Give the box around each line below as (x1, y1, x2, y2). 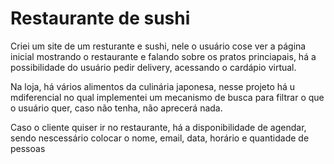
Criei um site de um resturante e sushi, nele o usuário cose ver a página (10, 40, 307, 52)
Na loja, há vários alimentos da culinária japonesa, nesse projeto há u (10, 80, 296, 92)
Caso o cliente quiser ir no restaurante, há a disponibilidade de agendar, (10, 121, 307, 133)
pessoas (10, 142, 46, 154)
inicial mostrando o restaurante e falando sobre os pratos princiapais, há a (10, 50, 317, 62)
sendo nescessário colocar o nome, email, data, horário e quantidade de (10, 132, 310, 144)
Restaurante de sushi (10, 7, 191, 30)
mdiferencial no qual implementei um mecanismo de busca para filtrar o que (10, 91, 325, 103)
